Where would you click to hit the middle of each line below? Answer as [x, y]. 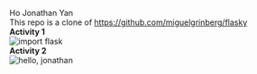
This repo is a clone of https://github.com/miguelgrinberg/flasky [128, 22]
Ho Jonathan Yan [41, 13]
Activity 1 [27, 32]
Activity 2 [28, 51]
